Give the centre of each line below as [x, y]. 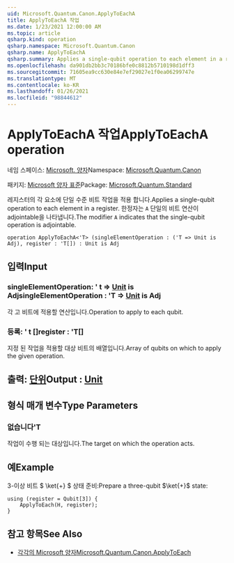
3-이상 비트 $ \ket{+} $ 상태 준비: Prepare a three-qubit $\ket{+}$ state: [108, 486]
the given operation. [36, 355]
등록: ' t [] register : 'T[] [46, 332]
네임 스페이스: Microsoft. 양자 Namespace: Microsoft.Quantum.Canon [104, 170]
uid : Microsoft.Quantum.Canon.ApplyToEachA [71, 14]
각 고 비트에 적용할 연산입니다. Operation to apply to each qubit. [95, 311]
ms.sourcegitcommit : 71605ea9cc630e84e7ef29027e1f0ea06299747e [101, 72]
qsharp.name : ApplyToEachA [46, 53]
